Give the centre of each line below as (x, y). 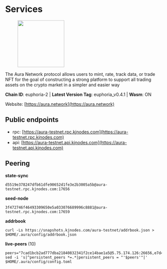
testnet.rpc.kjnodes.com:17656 (38, 189)
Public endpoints (32, 120)
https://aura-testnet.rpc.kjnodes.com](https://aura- (76, 132)
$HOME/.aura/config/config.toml (39, 262)
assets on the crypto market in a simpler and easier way (63, 85)
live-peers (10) (21, 244)
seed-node (17, 198)
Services (24, 9)
